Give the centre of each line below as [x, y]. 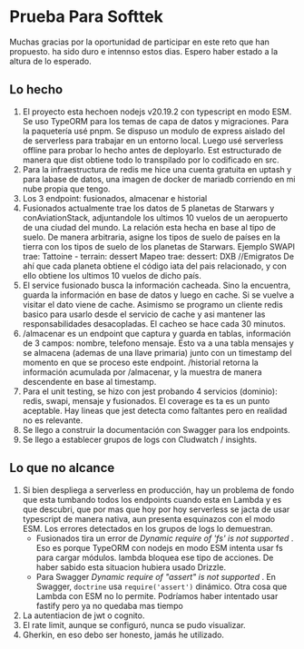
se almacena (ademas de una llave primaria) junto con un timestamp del [157, 352]
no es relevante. [53, 420]
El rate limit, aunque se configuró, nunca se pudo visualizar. [134, 624]
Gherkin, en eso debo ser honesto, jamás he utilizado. [123, 634]
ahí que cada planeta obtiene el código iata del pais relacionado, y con [155, 266]
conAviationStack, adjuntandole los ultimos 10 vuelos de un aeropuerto [155, 217]
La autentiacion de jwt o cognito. [83, 615]
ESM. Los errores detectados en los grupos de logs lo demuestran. [148, 528]
